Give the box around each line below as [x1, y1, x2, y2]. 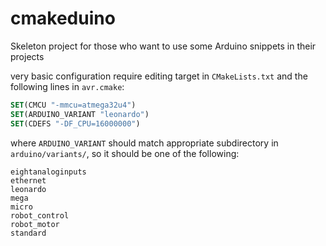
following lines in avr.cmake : [10, 80, 125, 92]
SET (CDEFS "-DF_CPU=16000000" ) [10, 118, 141, 129]
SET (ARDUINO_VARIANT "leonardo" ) [10, 109, 150, 119]
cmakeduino [10, 7, 116, 30]
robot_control [10, 210, 70, 221]
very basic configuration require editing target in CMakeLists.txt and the [10, 70, 308, 82]
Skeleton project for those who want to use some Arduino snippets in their [10, 40, 317, 52]
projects [10, 50, 45, 62]
